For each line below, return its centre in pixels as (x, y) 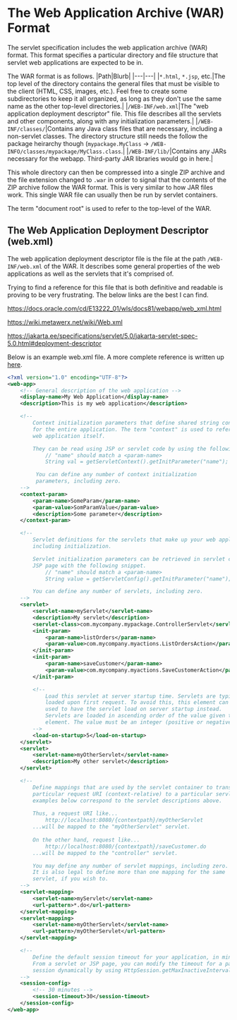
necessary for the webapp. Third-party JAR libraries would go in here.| (110, 158)
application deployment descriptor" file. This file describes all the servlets (115, 114)
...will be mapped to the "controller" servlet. (105, 853)
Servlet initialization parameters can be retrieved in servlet (129, 559)
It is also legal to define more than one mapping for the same (129, 873)
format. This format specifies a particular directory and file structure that (113, 55)
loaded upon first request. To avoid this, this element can (137, 703)
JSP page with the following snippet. (90, 566)
